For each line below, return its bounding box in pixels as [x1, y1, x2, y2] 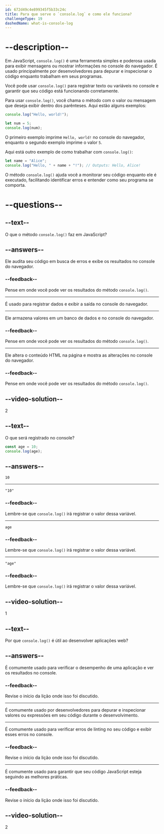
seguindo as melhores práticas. [5, 774, 68, 780]
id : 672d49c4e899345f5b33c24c [5, 7, 67, 12]
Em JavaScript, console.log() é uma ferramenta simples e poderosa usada [5, 58, 156, 64]
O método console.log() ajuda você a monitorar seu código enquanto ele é [5, 172, 157, 178]
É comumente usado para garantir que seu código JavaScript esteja [5, 769, 142, 774]
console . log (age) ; [5, 449, 42, 454]
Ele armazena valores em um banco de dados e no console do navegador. [5, 315, 154, 321]
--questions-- [5, 199, 62, 210]
